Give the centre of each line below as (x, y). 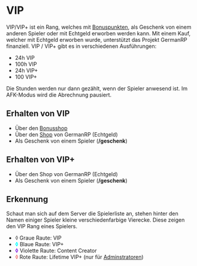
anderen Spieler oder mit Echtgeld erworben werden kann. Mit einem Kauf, (99, 33)
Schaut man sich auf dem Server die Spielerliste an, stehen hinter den (92, 214)
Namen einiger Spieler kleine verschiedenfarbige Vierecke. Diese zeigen (96, 220)
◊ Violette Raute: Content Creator (56, 251)
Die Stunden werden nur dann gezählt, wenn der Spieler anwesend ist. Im (97, 88)
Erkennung (27, 199)
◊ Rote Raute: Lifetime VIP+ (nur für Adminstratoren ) (79, 257)
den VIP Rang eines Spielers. (42, 226)
